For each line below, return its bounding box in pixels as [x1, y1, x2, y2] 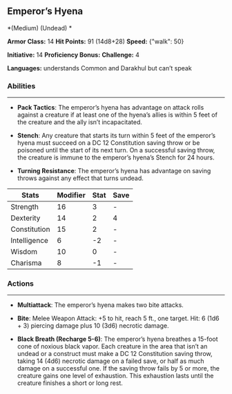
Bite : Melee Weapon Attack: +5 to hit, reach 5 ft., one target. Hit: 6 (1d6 [17, 314, 220, 323]
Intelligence [10, 236, 48, 246]
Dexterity [10, 213, 41, 223]
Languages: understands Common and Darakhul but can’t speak [7, 63, 192, 72]
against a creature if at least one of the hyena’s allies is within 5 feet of [17, 110, 217, 119]
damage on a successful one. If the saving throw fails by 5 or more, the [17, 364, 220, 373]
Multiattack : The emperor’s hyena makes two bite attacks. [17, 301, 184, 309]
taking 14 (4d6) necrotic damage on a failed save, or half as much [17, 357, 205, 365]
